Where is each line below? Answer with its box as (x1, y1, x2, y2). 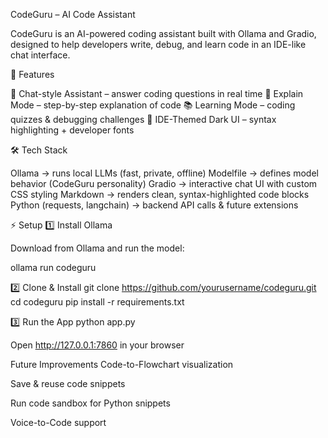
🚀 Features (10, 69, 55, 80)
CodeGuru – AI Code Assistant (10, 9, 136, 20)
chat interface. (10, 49, 71, 61)
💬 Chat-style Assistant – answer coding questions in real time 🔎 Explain (10, 88, 304, 99)
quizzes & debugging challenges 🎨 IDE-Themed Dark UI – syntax (10, 114, 277, 125)
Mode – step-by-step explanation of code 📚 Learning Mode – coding (10, 99, 296, 111)
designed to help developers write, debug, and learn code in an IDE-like (10, 39, 307, 50)
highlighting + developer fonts (10, 124, 135, 136)
